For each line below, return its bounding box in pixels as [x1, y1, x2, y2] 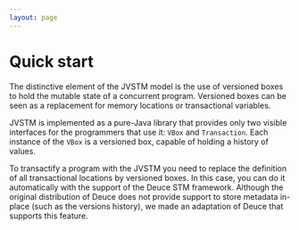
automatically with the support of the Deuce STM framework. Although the [9, 182, 284, 193]
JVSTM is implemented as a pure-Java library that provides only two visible [9, 117, 287, 127]
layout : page [9, 12, 58, 22]
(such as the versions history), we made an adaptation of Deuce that [30, 201, 284, 211]
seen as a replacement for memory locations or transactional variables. [9, 100, 271, 111]
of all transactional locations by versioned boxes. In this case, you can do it [9, 172, 286, 183]
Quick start [9, 51, 94, 71]
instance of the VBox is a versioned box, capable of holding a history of [9, 136, 270, 147]
